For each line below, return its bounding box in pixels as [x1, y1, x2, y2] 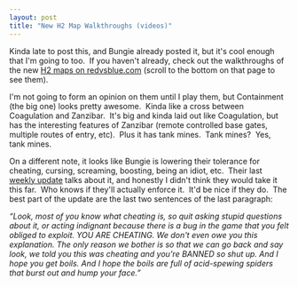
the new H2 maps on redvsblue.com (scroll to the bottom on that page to [9, 64, 276, 76]
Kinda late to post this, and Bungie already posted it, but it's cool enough [9, 45, 275, 56]
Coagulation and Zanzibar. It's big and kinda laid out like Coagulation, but [9, 110, 279, 121]
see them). [9, 74, 49, 84]
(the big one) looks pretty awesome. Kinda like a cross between [9, 100, 244, 111]
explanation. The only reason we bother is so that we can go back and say [9, 239, 284, 250]
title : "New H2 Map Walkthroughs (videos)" [9, 21, 173, 30]
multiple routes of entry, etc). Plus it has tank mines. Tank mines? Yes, [9, 129, 271, 140]
